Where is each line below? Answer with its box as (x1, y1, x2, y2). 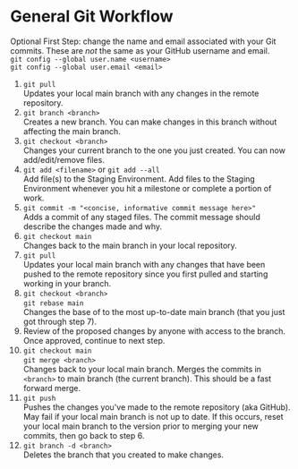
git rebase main (22, 298, 84, 308)
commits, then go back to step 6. (22, 430, 145, 440)
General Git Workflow (10, 6, 174, 27)
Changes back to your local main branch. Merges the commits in (22, 363, 262, 374)
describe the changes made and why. (22, 221, 163, 232)
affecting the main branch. (22, 125, 121, 136)
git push (22, 394, 56, 403)
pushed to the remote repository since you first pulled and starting (22, 269, 268, 279)
